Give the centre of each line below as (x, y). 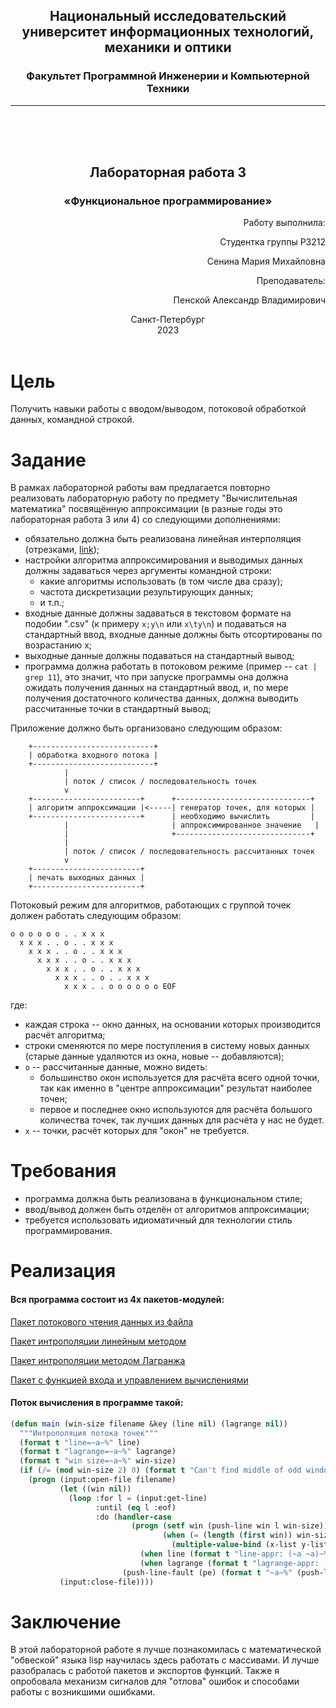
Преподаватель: (291, 281)
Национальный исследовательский (168, 16)
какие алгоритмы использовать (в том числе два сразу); (161, 581)
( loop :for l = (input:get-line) (138, 1498)
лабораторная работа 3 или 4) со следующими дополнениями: (145, 520)
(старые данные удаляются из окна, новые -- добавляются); (154, 1056)
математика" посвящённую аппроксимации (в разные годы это (146, 509)
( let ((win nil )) (95, 1489)
